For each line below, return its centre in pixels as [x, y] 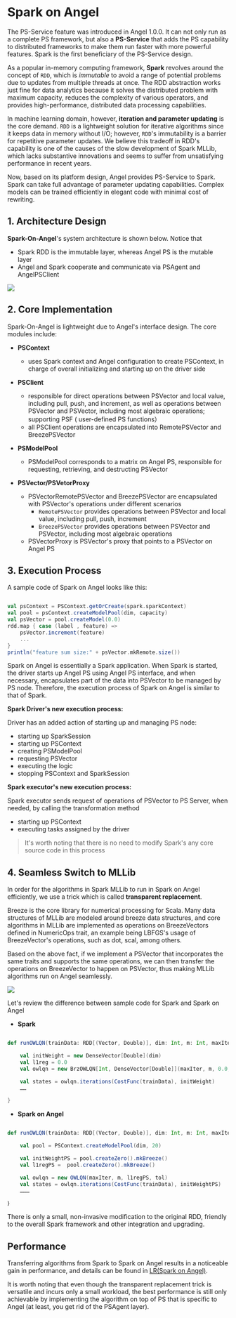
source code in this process [65, 850]
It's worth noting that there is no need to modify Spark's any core [119, 843]
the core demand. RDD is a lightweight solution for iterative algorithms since [116, 126]
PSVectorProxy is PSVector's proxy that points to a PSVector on [120, 541]
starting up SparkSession [54, 736]
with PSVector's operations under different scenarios [105, 503]
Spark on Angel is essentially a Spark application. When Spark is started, [113, 666]
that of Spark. [27, 695]
